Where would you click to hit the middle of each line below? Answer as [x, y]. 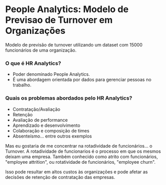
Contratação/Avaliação [36, 109]
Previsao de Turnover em [59, 20]
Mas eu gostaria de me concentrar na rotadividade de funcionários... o [79, 146]
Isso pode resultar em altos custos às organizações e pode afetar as [77, 172]
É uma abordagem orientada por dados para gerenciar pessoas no [82, 80]
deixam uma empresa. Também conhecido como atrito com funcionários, [81, 156]
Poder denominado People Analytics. [51, 74]
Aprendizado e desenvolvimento [46, 125]
